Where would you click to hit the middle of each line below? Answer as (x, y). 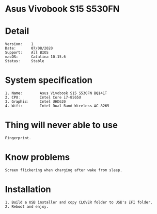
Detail (17, 31)
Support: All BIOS (27, 53)
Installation (28, 189)
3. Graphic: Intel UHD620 (36, 102)
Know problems (38, 157)
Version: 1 (19, 44)
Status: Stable (25, 61)
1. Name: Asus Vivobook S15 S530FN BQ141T (56, 93)
